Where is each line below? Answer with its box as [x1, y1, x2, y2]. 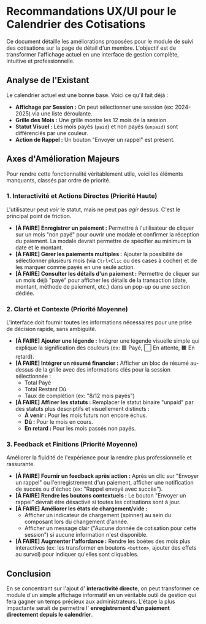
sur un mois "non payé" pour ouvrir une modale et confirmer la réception [15, 230, 200, 238]
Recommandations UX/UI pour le [6, 4, 177, 18]
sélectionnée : [15, 373, 51, 380]
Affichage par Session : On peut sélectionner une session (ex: [15, 103, 174, 111]
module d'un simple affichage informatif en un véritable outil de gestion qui [6, 591, 196, 599]
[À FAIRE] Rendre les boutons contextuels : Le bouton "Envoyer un [15, 492, 186, 499]
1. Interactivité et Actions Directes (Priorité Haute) [6, 192, 158, 200]
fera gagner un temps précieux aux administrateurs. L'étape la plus [6, 598, 176, 606]
